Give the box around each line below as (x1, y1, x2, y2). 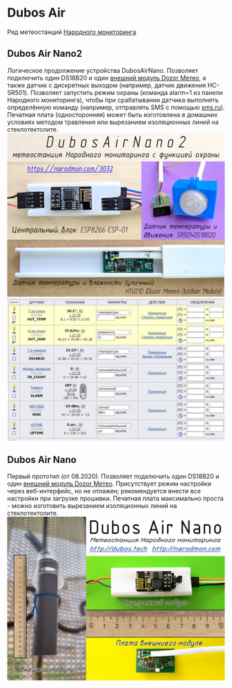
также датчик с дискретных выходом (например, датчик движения (7, 81, 206, 89)
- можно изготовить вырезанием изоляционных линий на (7, 502, 177, 510)
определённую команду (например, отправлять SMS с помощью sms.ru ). (7, 103, 225, 112)
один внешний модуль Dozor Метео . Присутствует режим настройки (7, 479, 212, 488)
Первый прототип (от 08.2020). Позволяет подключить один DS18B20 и (7, 473, 220, 481)
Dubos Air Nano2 (7, 48, 83, 60)
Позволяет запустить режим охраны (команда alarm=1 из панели (30, 88, 223, 96)
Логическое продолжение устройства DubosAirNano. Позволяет (7, 66, 199, 74)
